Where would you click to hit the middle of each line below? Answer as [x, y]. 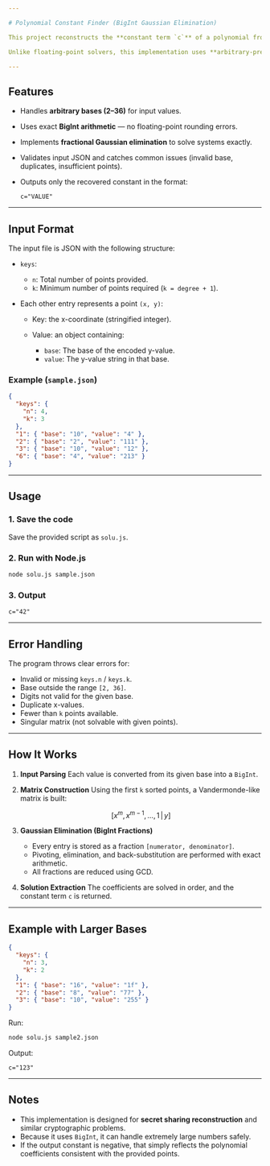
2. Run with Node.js [47, 558]
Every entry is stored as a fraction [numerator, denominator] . [133, 846]
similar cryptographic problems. [73, 1127]
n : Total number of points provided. [90, 279]
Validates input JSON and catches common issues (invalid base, [126, 158]
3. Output [27, 595]
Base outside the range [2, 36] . [73, 688]
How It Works [43, 755]
